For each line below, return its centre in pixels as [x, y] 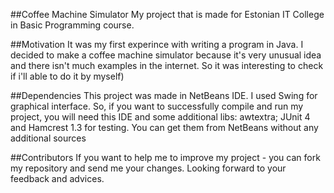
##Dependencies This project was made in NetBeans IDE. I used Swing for [164, 95]
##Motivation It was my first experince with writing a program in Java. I [157, 44]
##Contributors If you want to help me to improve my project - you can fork [165, 157]
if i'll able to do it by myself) [67, 76]
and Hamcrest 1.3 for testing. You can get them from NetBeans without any [164, 127]
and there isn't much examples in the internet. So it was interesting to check [167, 65]
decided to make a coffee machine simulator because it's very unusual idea [166, 55]
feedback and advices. [57, 178]
